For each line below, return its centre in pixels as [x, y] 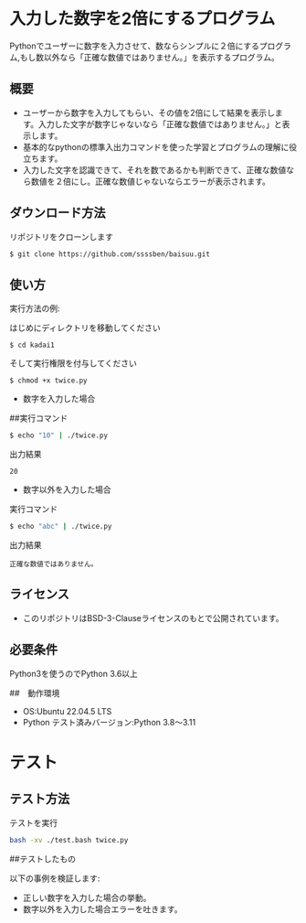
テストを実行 [33, 822]
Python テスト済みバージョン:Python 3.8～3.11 [109, 722]
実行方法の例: [35, 308]
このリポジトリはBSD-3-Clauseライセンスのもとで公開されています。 [153, 617]
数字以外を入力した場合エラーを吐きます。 [102, 909]
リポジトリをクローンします [62, 236]
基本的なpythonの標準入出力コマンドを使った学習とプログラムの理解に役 [160, 146]
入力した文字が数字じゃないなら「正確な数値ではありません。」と [160, 123]
